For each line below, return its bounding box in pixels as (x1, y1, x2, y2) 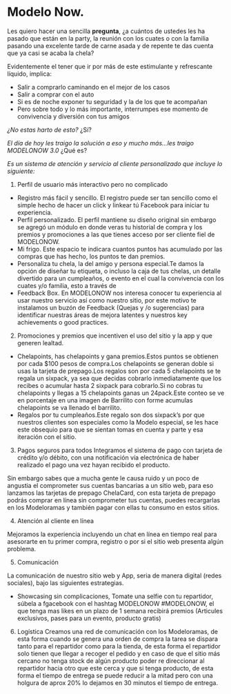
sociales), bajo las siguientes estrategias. (7, 578, 124, 586)
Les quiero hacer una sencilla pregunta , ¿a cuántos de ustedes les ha (7, 27, 205, 35)
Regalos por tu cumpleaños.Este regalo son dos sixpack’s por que (17, 411, 205, 419)
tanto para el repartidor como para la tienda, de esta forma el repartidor (17, 642, 221, 650)
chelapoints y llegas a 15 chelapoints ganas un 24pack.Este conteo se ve (17, 389, 225, 397)
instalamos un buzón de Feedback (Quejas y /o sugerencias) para (17, 303, 205, 312)
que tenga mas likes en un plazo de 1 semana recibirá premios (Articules (17, 606, 223, 615)
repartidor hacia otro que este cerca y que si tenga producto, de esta (17, 664, 214, 672)
